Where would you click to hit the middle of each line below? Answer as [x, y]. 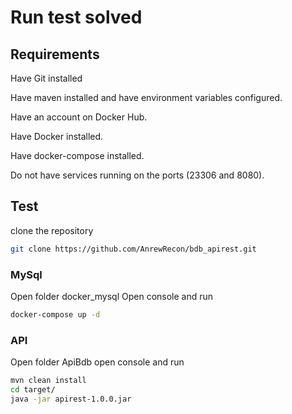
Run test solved [76, 17]
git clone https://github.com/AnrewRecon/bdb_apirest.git [133, 249]
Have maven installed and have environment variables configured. [146, 97]
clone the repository [52, 230]
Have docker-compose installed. [77, 155]
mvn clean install [48, 381]
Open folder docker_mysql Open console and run [112, 296]
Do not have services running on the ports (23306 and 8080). [137, 175]
